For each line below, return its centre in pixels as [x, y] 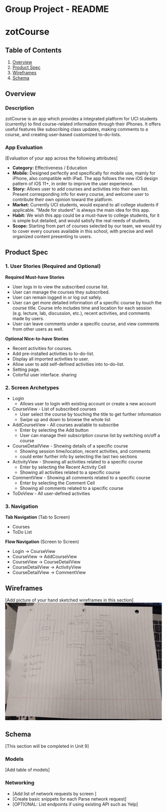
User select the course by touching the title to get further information [90, 414]
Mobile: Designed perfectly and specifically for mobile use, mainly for [84, 173]
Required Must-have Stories [35, 277]
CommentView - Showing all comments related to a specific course [81, 478]
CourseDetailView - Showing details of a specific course [70, 446]
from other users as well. [38, 329]
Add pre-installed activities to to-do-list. [53, 354]
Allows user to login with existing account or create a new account [88, 404]
